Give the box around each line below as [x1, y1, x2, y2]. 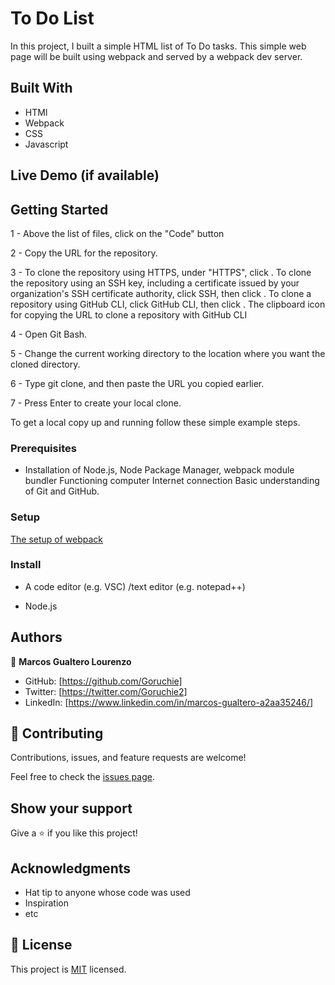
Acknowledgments [10, 860, 132, 877]
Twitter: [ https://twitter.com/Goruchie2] [24, 685, 188, 697]
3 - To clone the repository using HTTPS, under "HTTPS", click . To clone [10, 266, 312, 278]
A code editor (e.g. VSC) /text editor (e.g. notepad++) [24, 580, 246, 592]
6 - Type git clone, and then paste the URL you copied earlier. [10, 377, 265, 389]
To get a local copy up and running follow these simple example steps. [10, 416, 301, 428]
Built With [10, 80, 73, 97]
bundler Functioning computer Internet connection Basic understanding [24, 475, 320, 487]
